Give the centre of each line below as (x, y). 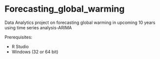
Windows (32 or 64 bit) (35, 52)
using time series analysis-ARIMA (38, 27)
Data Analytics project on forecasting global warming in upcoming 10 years (80, 22)
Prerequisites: (19, 37)
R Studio (20, 46)
